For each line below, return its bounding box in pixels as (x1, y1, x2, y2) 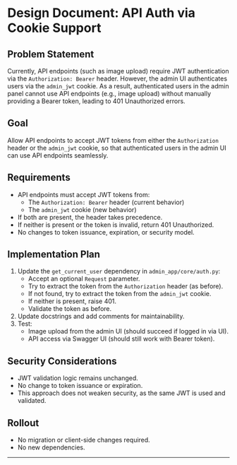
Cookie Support (7, 20, 102, 36)
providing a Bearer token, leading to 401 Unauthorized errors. (7, 97, 186, 105)
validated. (17, 396, 47, 405)
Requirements (7, 172, 71, 184)
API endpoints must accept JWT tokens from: (17, 190, 150, 199)
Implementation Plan (7, 249, 101, 261)
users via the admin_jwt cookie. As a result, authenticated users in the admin (7, 82, 229, 90)
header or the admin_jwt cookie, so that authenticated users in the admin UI (7, 143, 227, 152)
